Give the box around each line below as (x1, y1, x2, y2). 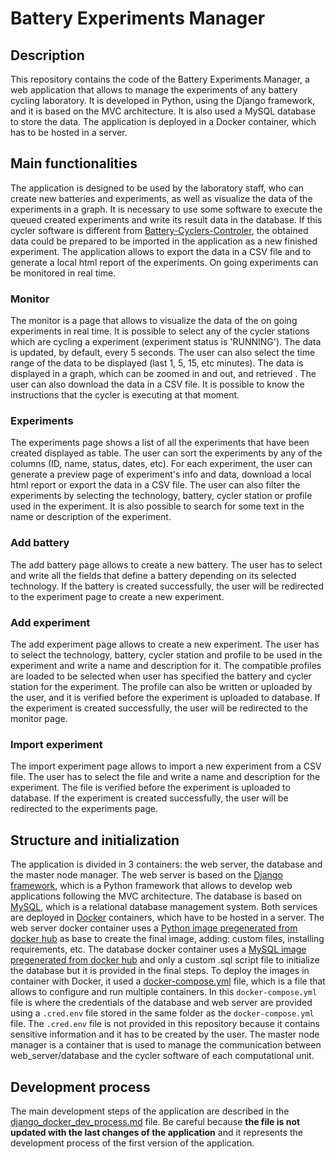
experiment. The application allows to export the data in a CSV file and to (10, 245, 312, 257)
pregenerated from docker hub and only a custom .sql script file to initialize (10, 954, 320, 966)
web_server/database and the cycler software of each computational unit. (10, 1050, 315, 1062)
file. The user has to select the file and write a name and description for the (10, 771, 321, 783)
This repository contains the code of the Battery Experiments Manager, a (10, 73, 310, 85)
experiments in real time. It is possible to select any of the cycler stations (10, 325, 310, 337)
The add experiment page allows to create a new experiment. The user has (10, 638, 320, 650)
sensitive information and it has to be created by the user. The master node (10, 1028, 320, 1041)
